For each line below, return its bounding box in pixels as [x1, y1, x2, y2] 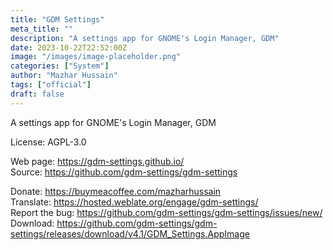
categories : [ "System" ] [10, 61, 110, 71]
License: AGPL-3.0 [10, 136, 87, 148]
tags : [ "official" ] [10, 80, 92, 90]
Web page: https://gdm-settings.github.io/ [10, 155, 185, 167]
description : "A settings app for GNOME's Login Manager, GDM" [10, 33, 280, 43]
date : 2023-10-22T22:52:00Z [10, 42, 128, 53]
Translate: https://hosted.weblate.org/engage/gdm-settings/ [10, 196, 259, 208]
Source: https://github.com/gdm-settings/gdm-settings [10, 166, 238, 178]
